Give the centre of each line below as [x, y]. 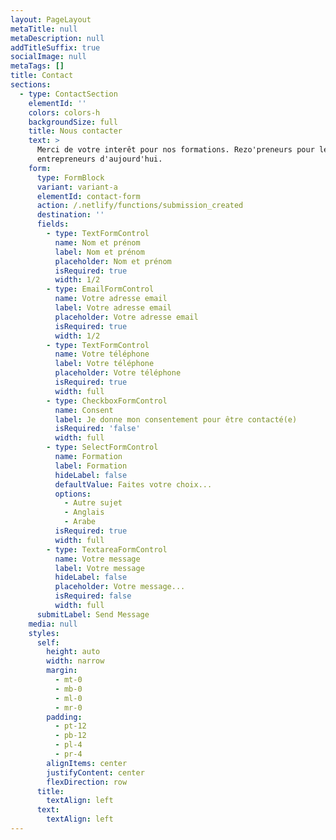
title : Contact [42, 76]
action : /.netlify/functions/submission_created [140, 206]
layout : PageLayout [51, 19]
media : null [53, 624]
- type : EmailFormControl [100, 289]
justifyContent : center [95, 772]
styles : [44, 633]
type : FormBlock [70, 177]
